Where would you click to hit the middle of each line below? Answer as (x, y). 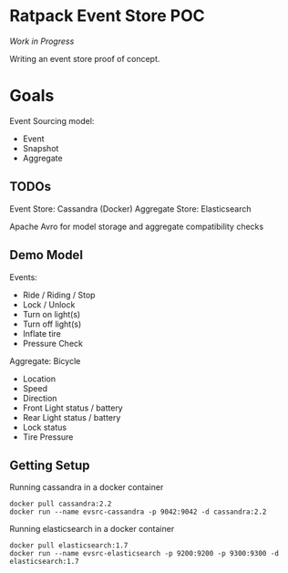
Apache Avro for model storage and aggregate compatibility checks (137, 226)
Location (39, 379)
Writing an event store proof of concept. (85, 58)
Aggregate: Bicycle (45, 360)
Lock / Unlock (49, 304)
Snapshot (41, 148)
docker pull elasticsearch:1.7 (69, 546)
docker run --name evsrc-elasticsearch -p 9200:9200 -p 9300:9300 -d (144, 554)
